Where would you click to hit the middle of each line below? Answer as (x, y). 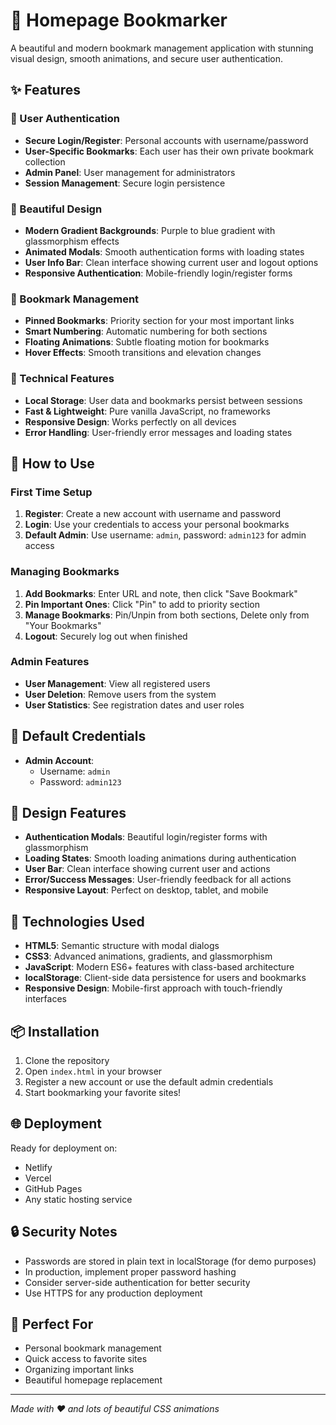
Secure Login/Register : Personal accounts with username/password (166, 140)
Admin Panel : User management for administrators (130, 172)
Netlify (38, 1167)
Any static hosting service (78, 1199)
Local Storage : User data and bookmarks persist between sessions (163, 400)
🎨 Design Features (68, 813)
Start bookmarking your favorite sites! (103, 1093)
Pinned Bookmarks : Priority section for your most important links (159, 321)
